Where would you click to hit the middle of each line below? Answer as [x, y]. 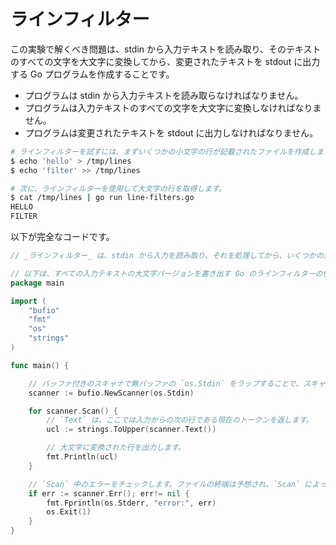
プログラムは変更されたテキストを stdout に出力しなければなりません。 [171, 132]
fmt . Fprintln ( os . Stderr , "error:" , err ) [131, 503]
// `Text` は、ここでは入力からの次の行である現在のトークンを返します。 [180, 420]
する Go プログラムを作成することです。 [92, 74]
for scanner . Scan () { [73, 411]
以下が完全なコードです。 [62, 237]
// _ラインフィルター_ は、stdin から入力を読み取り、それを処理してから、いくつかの [167, 256]
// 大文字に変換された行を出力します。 [116, 448]
